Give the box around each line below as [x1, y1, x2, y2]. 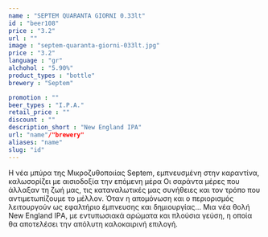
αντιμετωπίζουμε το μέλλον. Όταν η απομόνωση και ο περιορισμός [8, 194, 234, 203]
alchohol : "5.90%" [8, 64, 74, 72]
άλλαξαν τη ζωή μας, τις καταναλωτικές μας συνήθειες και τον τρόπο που [8, 185, 261, 194]
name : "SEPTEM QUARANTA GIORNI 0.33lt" [8, 11, 146, 20]
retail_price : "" [8, 108, 70, 116]
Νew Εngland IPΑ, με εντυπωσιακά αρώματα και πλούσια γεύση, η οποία [8, 210, 253, 220]
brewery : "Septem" [8, 79, 74, 87]
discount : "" [8, 116, 56, 125]
